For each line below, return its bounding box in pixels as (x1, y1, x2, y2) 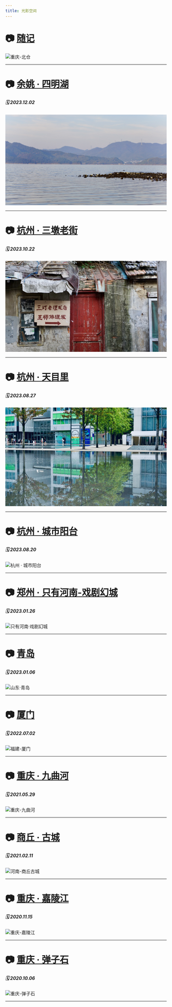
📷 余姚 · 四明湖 (5, 78, 69, 90)
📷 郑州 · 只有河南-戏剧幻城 (5, 586, 118, 598)
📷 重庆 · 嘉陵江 (5, 893, 69, 904)
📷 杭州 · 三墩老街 (5, 225, 78, 237)
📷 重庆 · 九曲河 (5, 770, 69, 782)
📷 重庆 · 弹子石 (5, 954, 69, 966)
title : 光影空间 (5, 8, 37, 13)
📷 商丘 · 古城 (5, 831, 60, 843)
